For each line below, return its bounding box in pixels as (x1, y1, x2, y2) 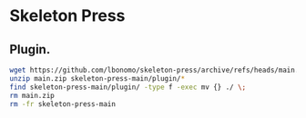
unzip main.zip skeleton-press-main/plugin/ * (9, 74, 185, 83)
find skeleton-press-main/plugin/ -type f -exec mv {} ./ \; (9, 83, 247, 92)
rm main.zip (9, 91, 55, 100)
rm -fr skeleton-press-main (9, 99, 117, 109)
